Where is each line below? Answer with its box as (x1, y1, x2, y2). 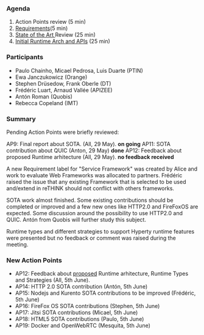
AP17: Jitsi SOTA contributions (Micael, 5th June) (15, 309, 138, 316)
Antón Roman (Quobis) (15, 93, 73, 100)
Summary (6, 114, 37, 123)
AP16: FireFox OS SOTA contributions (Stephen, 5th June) (15, 303, 160, 310)
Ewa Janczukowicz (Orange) (15, 73, 88, 81)
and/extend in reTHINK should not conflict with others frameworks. (6, 185, 175, 192)
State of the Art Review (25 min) (15, 31, 96, 39)
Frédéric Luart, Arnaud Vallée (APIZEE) (15, 86, 113, 94)
